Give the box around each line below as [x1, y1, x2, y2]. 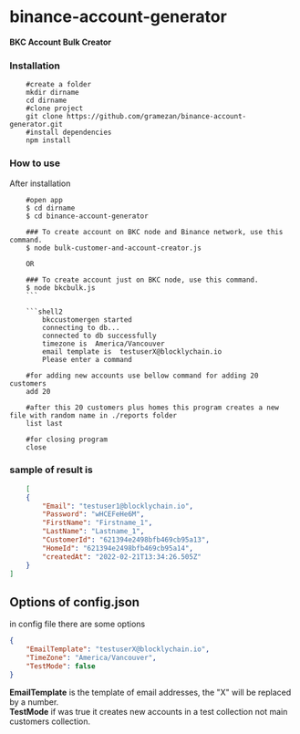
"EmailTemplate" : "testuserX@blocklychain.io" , [26, 645, 210, 654]
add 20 [26, 387, 51, 396]
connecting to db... [42, 323, 120, 332]
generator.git [9, 120, 64, 129]
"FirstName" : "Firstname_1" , [42, 518, 153, 528]
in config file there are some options [9, 618, 146, 630]
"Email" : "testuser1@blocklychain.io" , [42, 501, 194, 511]
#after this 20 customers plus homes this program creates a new [26, 403, 280, 412]
